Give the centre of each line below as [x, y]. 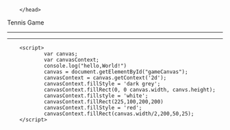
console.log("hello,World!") [85, 66]
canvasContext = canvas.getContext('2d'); [105, 78]
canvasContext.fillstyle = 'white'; [96, 96]
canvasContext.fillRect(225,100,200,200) [104, 102]
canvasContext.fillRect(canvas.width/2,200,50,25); [119, 114]
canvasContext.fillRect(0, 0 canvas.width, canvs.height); [129, 90]
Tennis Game [26, 23]
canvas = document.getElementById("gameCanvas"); [116, 72]
